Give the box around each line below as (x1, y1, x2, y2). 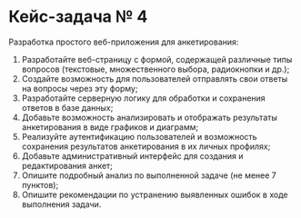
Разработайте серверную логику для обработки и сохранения (21, 93, 266, 104)
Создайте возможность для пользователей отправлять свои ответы (21, 73, 288, 84)
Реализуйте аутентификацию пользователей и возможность (21, 131, 257, 142)
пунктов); (21, 179, 59, 190)
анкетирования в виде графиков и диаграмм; (21, 121, 199, 133)
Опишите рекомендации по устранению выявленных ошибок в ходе (21, 189, 288, 200)
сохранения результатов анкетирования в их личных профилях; (21, 141, 271, 152)
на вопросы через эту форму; (21, 83, 138, 94)
